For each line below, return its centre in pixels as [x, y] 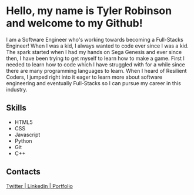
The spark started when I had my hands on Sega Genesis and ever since [94, 52]
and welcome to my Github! [74, 23]
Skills [16, 108]
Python [23, 141]
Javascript [27, 135]
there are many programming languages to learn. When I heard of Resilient [96, 70]
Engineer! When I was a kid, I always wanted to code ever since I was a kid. [98, 46]
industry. [17, 89]
